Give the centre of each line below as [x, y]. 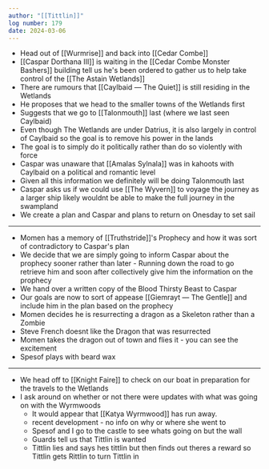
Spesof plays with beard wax [68, 357]
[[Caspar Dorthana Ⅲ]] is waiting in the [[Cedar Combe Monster [125, 62]
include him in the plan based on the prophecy [96, 306]
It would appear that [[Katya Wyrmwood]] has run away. [124, 414]
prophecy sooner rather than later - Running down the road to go [127, 263]
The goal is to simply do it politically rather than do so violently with [131, 147]
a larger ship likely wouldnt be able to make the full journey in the [127, 198]
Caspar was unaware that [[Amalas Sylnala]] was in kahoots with [127, 164]
